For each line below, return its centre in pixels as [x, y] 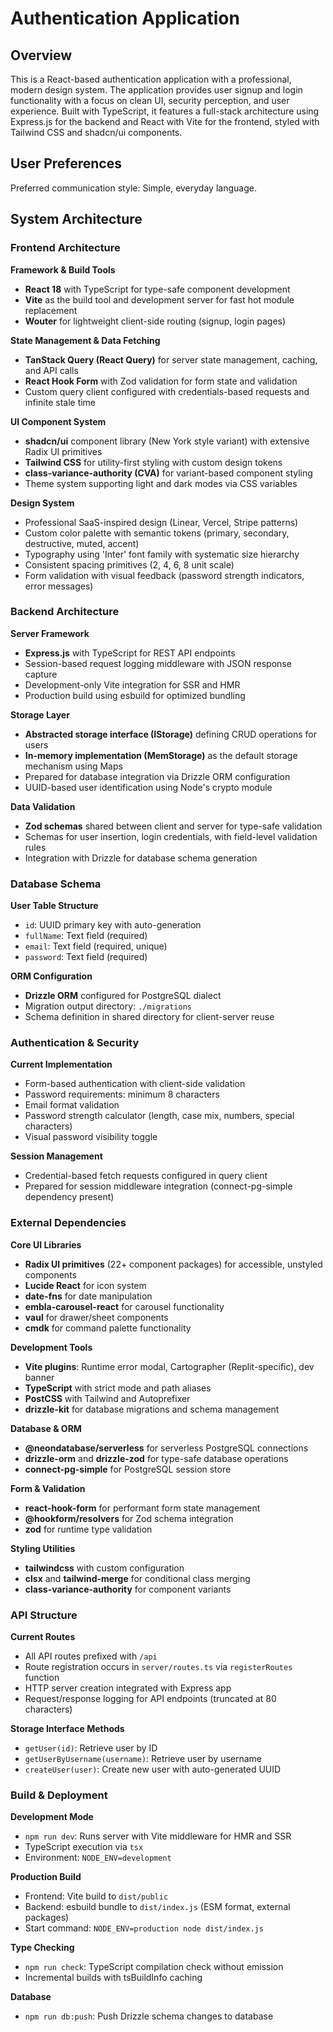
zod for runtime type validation [88, 1529]
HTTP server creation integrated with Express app [128, 1688]
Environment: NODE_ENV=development [98, 1858]
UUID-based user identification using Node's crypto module [148, 787]
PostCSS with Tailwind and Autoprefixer [107, 1398]
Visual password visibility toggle [91, 1137]
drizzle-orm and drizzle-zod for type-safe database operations [156, 1458]
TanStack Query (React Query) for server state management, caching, [171, 359]
